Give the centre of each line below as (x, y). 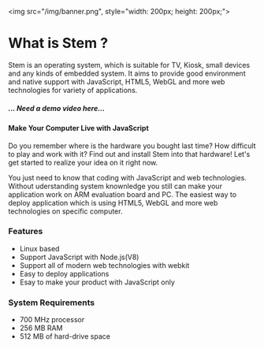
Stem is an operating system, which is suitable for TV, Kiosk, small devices (129, 65)
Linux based (39, 248)
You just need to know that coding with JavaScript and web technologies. (127, 177)
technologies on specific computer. (65, 211)
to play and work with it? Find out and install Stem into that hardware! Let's (129, 154)
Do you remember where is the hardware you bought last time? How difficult (132, 146)
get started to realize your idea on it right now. (83, 162)
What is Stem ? (58, 43)
